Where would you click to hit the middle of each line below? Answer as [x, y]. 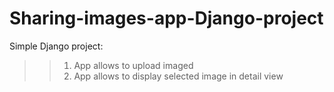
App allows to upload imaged [133, 65]
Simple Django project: [56, 46]
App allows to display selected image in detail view [178, 76]
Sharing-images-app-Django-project [166, 18]
